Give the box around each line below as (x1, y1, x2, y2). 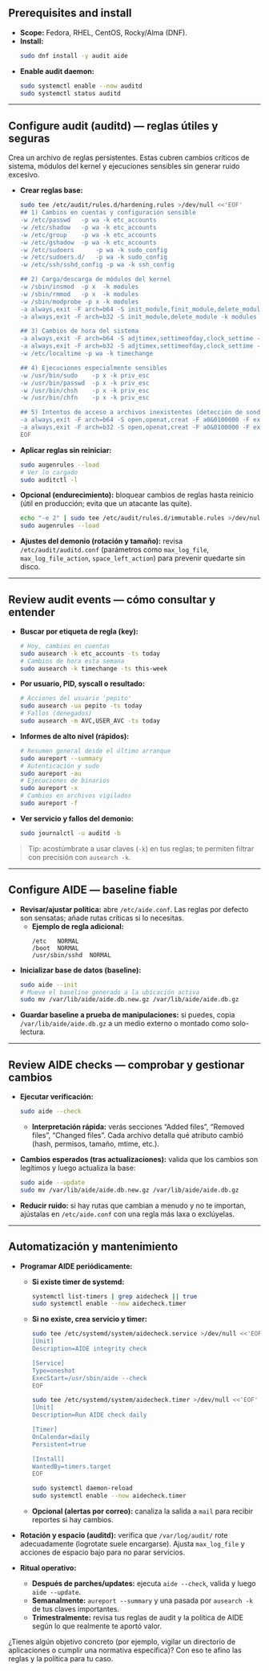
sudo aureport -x (19, 785, 78, 793)
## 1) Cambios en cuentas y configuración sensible (19, 209, 196, 217)
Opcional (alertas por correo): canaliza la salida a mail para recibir (31, 1506, 254, 1516)
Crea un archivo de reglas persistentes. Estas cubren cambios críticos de (8, 153, 250, 163)
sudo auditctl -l (19, 475, 78, 484)
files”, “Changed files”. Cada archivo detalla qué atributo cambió (31, 1130, 244, 1139)
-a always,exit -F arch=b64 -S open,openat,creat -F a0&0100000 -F (19, 416, 250, 424)
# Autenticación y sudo (19, 762, 100, 770)
